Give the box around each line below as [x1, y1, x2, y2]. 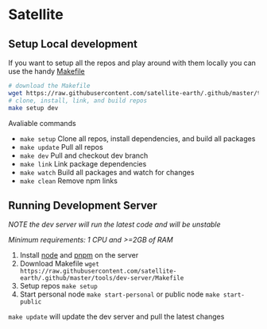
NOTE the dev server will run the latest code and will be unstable [8, 220, 221, 229]
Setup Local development [8, 37, 137, 51]
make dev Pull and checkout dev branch [19, 151, 149, 160]
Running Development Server [8, 198, 157, 212]
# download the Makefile [8, 82, 91, 90]
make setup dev [8, 104, 59, 112]
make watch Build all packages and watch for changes [19, 167, 195, 177]
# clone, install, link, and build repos [8, 97, 148, 105]
